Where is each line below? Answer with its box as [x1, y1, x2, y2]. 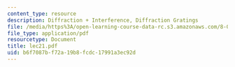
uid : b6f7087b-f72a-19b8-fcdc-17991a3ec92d [7, 50, 136, 57]
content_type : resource [7, 10, 77, 17]
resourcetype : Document [7, 36, 77, 43]
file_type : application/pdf [7, 29, 90, 37]
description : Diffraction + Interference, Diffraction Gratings [7, 17, 199, 24]
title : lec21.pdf [7, 43, 58, 50]
